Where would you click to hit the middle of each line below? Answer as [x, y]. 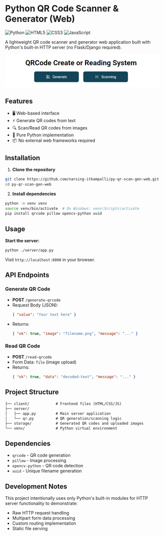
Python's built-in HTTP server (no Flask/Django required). [63, 47]
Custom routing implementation [44, 523]
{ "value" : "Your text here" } [44, 314]
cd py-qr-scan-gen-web [28, 184]
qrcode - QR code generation [41, 455]
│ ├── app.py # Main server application [58, 414]
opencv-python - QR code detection [48, 466]
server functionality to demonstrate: [41, 504]
